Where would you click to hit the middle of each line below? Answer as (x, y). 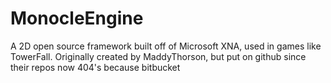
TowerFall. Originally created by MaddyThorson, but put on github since (158, 56)
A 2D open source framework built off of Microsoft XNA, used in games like (166, 46)
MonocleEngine (77, 18)
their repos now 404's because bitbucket (95, 67)
